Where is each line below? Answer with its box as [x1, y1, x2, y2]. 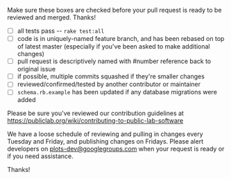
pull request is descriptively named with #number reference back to [17, 57, 212, 65]
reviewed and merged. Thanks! [7, 13, 96, 22]
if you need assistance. [7, 152, 74, 160]
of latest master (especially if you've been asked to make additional [17, 42, 210, 51]
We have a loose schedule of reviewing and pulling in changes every [7, 130, 203, 138]
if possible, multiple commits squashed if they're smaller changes [17, 72, 205, 80]
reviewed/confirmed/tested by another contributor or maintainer [17, 80, 201, 89]
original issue [17, 65, 56, 74]
